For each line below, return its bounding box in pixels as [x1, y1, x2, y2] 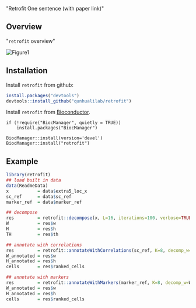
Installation [6, 66, 48, 76]
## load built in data [6, 177, 61, 183]
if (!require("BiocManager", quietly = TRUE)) [6, 120, 121, 126]
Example [6, 156, 38, 166]
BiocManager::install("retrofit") [6, 141, 90, 146]
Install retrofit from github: [6, 81, 74, 88]
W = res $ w [6, 221, 57, 227]
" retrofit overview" [6, 37, 55, 45]
